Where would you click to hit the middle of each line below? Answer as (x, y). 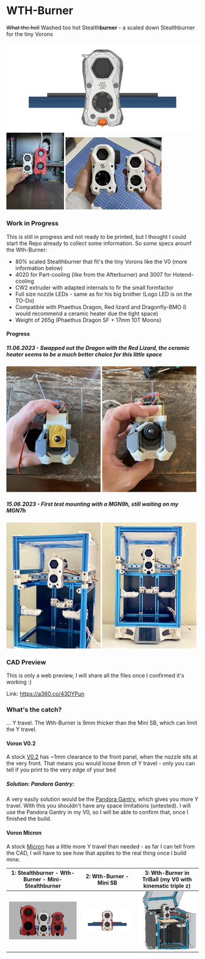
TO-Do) (25, 301)
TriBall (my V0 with (167, 880)
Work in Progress (33, 224)
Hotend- (183, 274)
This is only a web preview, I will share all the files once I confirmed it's (95, 675)
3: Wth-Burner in (167, 873)
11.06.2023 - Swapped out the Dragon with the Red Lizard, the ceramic (98, 348)
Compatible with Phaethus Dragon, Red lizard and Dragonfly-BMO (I (101, 307)
